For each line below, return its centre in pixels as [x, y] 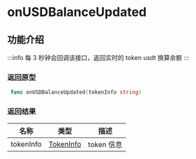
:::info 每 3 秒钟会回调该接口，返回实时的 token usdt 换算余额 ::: [98, 58]
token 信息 [105, 145]
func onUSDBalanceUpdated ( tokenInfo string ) [76, 92]
